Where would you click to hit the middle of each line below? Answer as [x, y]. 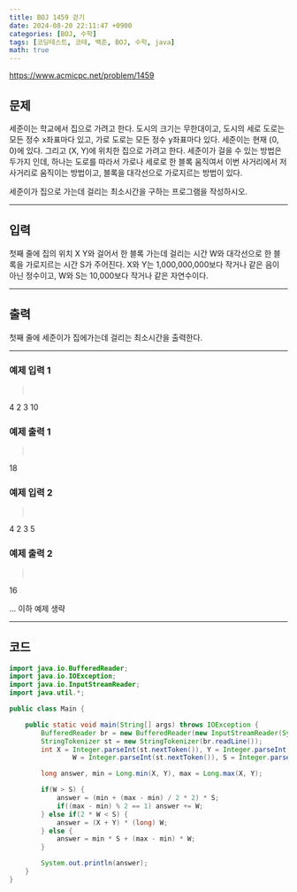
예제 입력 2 [31, 493]
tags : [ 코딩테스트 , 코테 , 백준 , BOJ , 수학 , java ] [92, 42]
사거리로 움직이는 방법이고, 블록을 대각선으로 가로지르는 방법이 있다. [126, 173]
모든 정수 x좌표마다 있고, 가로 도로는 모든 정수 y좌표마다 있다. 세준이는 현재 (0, [144, 139]
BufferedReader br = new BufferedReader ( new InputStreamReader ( [162, 733]
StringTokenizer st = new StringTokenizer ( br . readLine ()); [152, 741]
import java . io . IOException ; [63, 677]
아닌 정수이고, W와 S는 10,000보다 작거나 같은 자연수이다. [109, 275]
